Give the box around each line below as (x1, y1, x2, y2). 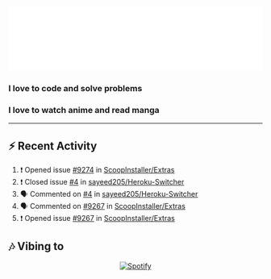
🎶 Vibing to (8, 239, 65, 253)
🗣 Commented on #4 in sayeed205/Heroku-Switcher (19, 189, 198, 199)
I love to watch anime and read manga (8, 104, 160, 115)
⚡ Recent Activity (8, 139, 98, 152)
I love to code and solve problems (8, 82, 143, 94)
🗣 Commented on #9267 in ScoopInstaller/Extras (19, 202, 186, 211)
